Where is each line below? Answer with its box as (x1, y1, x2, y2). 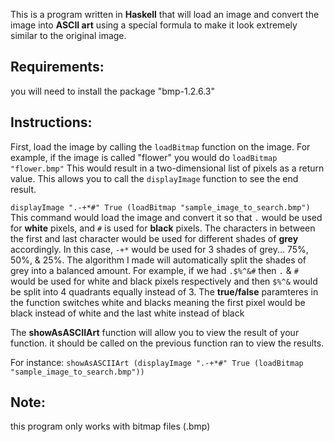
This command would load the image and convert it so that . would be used (10, 211, 323, 223)
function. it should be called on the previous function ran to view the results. (10, 337, 325, 349)
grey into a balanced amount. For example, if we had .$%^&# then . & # (10, 264, 299, 276)
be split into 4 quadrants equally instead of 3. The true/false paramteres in (10, 285, 319, 298)
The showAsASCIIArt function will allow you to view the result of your (10, 326, 300, 338)
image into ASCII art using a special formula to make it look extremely (10, 19, 298, 31)
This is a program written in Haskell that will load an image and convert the (10, 9, 320, 20)
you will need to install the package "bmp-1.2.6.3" (10, 85, 216, 97)
